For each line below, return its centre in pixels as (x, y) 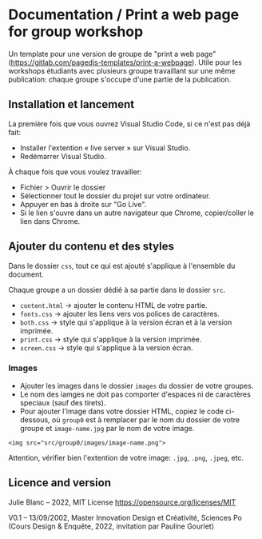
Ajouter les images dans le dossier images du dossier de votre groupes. (137, 385)
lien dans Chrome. (50, 221)
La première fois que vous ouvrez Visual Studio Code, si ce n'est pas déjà (129, 124)
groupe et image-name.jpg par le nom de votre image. (107, 428)
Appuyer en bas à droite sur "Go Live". (83, 204)
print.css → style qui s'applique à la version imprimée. (111, 339)
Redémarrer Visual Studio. (63, 156)
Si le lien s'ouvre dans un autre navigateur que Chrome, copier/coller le (137, 213)
